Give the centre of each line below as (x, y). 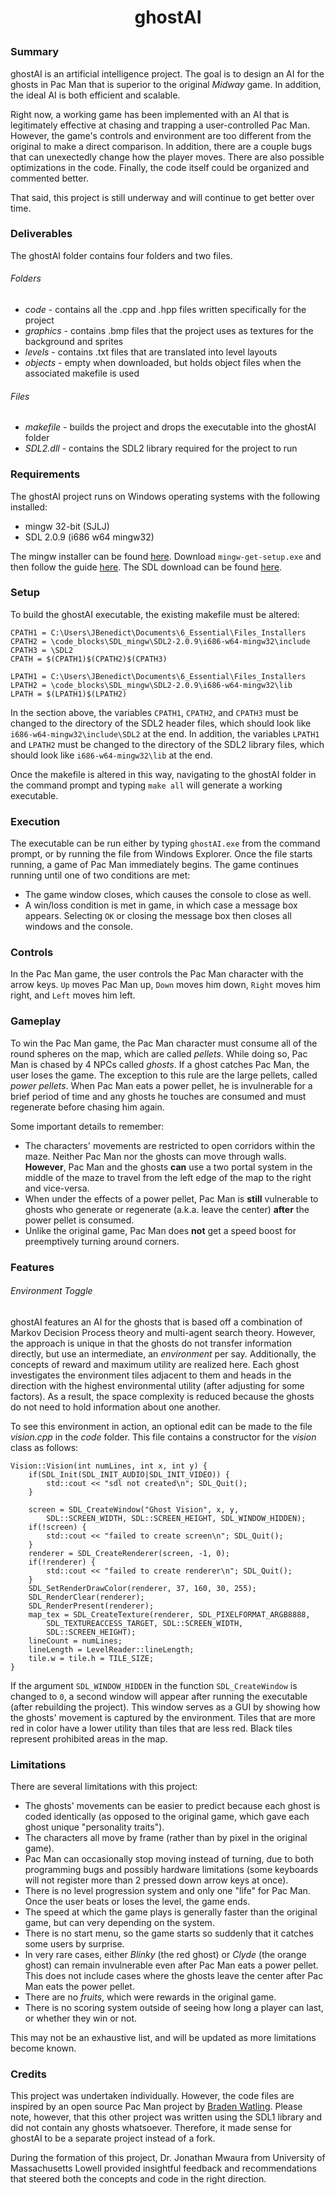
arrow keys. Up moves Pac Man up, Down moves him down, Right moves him (165, 985)
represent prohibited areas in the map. (89, 1738)
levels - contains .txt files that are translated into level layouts (151, 352)
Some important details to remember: (87, 1126)
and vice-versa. (57, 1188)
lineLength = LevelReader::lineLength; (111, 1649)
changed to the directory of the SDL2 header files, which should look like (161, 723)
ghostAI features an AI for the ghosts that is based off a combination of (156, 1322)
